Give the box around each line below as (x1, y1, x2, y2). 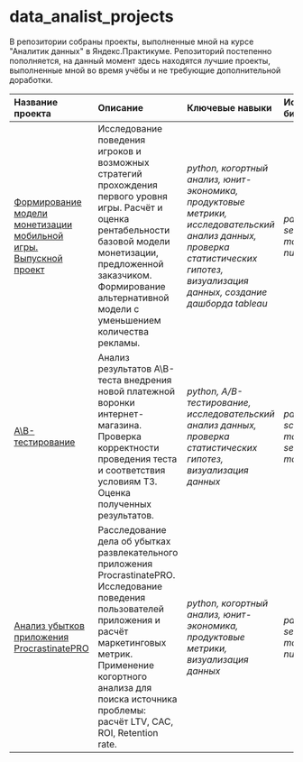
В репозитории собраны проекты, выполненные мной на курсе (9, 36, 254, 47)
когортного (97, 670, 147, 683)
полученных (97, 498, 151, 510)
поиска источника (97, 693, 178, 705)
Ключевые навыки (186, 101, 272, 114)
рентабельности (97, 224, 170, 236)
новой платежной (97, 385, 176, 398)
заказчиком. (97, 269, 152, 281)
